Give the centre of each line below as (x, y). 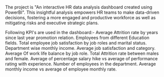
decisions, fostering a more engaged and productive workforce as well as (81, 18)
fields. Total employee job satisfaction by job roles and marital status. (76, 43)
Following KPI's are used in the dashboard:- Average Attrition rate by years (82, 32)
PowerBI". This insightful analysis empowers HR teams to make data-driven (82, 12)
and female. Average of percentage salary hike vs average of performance (82, 58)
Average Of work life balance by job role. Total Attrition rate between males (82, 53)
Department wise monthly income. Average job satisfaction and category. (80, 48)
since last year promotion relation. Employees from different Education (77, 38)
